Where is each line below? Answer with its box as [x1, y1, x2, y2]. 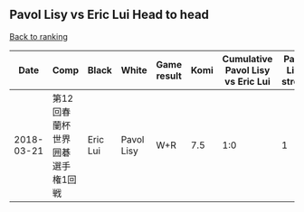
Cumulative [222, 52, 273, 65]
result [156, 69, 183, 82]
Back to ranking [9, 31, 68, 41]
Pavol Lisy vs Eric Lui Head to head [9, 7, 210, 23]
